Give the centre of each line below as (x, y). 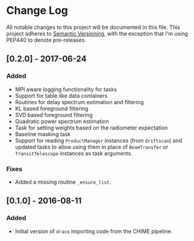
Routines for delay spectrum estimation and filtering (79, 102)
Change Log (37, 11)
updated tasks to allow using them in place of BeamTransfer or (92, 147)
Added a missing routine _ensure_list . (63, 182)
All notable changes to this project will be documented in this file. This (93, 27)
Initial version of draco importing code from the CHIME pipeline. (94, 231)
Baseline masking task (43, 134)
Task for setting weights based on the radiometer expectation (91, 128)
